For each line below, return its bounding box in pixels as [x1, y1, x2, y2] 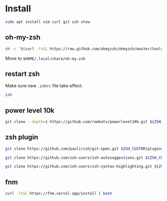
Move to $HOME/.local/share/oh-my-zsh [5, 55, 85, 61]
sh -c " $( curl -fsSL [5, 46, 48, 51]
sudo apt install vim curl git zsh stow [5, 19, 90, 24]
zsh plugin [5, 133, 38, 141]
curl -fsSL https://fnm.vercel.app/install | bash [5, 191, 112, 196]
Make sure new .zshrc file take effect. [5, 83, 83, 89]
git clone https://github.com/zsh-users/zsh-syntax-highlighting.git [5, 164, 153, 169]
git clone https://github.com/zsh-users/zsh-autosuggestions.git [5, 155, 143, 160]
